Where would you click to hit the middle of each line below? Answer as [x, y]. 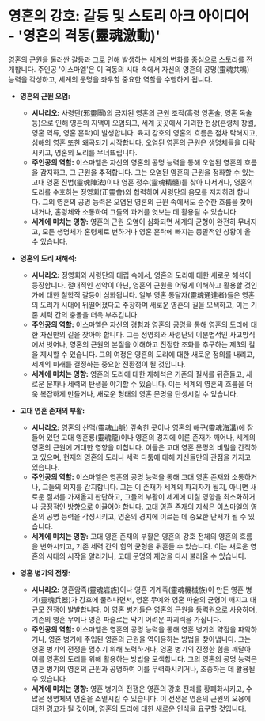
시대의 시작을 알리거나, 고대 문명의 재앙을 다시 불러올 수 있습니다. [146, 556]
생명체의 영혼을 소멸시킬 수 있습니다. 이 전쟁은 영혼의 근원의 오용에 [149, 698]
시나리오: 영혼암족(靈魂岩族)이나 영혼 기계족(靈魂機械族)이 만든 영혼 [137, 590]
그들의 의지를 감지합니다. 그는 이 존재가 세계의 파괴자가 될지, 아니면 [146, 487]
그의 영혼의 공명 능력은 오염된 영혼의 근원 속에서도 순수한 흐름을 [140, 202]
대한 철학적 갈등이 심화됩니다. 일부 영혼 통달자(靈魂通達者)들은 [143, 294]
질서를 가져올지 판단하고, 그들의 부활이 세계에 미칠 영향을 [134, 496]
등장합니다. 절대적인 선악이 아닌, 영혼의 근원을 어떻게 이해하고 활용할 [137, 285]
